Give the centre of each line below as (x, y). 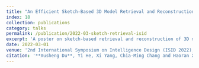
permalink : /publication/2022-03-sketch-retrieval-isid (76, 34)
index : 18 (18, 17)
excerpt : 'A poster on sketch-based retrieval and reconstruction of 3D (98, 39)
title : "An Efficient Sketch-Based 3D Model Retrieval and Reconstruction (100, 12)
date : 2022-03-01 (28, 45)
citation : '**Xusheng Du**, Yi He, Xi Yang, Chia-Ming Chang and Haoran (98, 56)
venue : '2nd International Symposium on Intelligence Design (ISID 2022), (100, 50)
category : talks (26, 28)
